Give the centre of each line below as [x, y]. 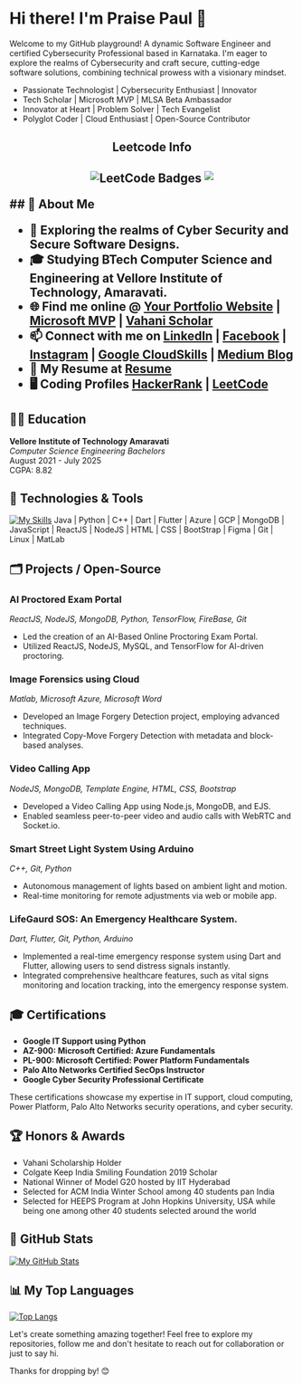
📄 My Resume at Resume [100, 369]
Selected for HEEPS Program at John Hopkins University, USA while [149, 1201]
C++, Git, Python [41, 868]
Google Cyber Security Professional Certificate [113, 1080]
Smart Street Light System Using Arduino [102, 848]
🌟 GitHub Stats [51, 1239]
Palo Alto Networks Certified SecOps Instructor [113, 1070]
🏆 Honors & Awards [67, 1137]
